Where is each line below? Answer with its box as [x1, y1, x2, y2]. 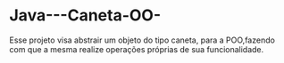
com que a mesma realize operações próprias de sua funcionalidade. [9, 43, 264, 54]
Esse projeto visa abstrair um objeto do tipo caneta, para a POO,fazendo [9, 35, 275, 45]
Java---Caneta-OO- [9, 5, 162, 26]
